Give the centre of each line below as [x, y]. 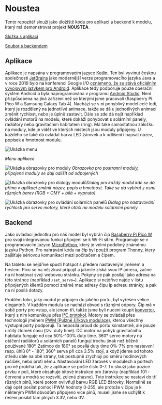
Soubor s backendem [26, 46]
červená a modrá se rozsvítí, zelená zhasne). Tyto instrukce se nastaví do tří [81, 377]
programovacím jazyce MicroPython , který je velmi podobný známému [75, 244]
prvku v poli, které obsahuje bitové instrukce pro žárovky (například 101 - [77, 372]
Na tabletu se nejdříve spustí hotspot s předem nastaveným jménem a [74, 264]
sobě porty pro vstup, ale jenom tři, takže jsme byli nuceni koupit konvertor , [80, 310]
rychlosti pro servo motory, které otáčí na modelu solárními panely [71, 207]
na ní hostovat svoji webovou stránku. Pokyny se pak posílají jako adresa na [81, 275]
